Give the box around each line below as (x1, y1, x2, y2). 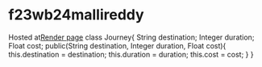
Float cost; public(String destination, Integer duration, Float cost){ (8, 40, 227, 50)
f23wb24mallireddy (8, 6, 144, 24)
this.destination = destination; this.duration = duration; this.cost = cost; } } (8, 49, 254, 59)
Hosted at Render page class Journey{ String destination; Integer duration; (8, 32, 255, 42)
